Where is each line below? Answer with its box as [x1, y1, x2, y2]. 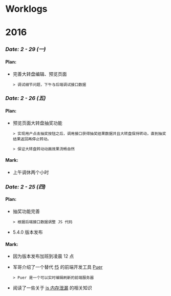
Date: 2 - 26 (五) [5, 95, 46, 102]
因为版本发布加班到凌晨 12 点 [12, 253, 74, 259]
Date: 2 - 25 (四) [5, 183, 46, 190]
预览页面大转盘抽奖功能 [12, 120, 62, 126]
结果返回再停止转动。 [12, 136, 51, 141]
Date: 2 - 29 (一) [5, 46, 46, 53]
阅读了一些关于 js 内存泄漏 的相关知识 [12, 285, 92, 291]
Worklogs [5, 3, 48, 15]
